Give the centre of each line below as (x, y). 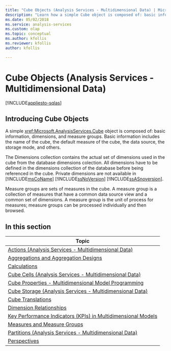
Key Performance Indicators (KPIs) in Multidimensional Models (83, 316)
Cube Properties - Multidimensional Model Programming (76, 283)
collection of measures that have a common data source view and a (76, 194)
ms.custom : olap (22, 29)
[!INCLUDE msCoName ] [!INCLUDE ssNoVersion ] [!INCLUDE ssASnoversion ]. (84, 179)
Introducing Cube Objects (47, 119)
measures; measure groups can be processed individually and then (76, 205)
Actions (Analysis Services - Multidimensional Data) (70, 250)
